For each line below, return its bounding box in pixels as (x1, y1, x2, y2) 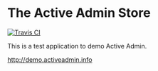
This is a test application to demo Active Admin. (7, 41, 147, 50)
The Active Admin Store (7, 5, 151, 21)
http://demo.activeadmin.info (7, 55, 93, 64)
